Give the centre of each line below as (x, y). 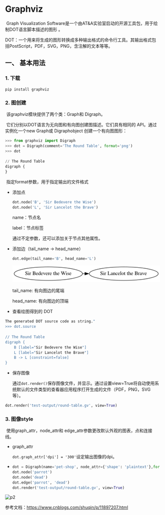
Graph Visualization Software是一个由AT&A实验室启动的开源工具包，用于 (80, 23)
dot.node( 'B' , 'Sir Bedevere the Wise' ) (54, 202)
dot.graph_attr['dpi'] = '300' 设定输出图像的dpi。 (64, 457)
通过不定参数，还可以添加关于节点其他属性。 (57, 238)
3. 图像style (19, 419)
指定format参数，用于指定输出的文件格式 (47, 182)
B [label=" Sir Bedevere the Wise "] (50, 347)
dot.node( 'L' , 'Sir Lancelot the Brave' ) (55, 207)
